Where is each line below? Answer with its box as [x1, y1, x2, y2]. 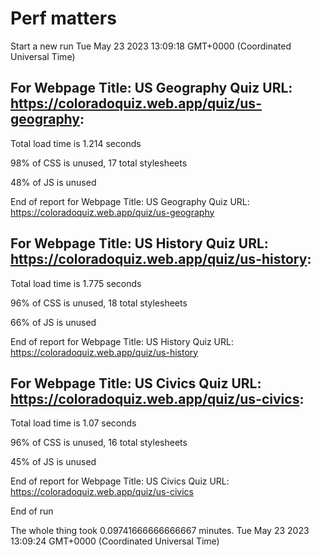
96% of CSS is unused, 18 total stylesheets [10, 297, 188, 309]
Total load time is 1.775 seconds [10, 277, 142, 289]
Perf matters [10, 7, 117, 30]
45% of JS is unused [10, 456, 97, 468]
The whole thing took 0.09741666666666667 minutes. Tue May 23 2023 [10, 525, 310, 537]
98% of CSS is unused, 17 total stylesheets [10, 157, 188, 169]
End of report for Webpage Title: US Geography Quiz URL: [10, 195, 250, 207]
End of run [10, 505, 54, 517]
